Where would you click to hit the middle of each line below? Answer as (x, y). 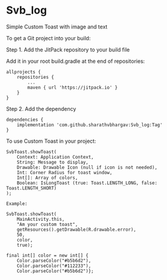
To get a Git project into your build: (48, 38)
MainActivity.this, (41, 219)
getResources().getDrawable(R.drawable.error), (76, 229)
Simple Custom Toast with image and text (57, 27)
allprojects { (24, 72)
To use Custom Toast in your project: (51, 141)
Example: (17, 204)
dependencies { (25, 120)
